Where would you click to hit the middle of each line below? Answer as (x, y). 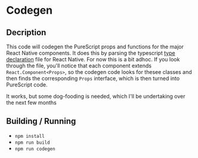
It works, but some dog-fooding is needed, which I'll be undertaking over (96, 96)
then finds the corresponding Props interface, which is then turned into (93, 78)
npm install (30, 136)
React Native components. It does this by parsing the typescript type (91, 53)
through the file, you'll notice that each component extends (79, 66)
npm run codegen (35, 149)
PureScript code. (27, 85)
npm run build (32, 142)
